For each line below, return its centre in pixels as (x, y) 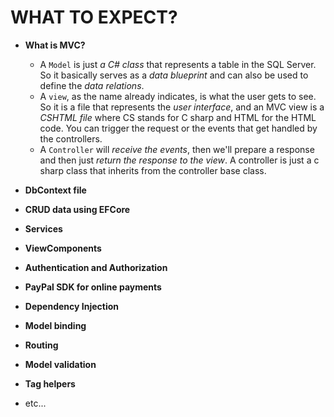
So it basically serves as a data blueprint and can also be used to (174, 75)
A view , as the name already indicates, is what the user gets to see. (178, 96)
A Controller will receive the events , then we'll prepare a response (177, 149)
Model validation (60, 364)
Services (43, 228)
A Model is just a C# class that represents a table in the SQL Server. (178, 64)
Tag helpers (50, 383)
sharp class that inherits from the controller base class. (153, 170)
